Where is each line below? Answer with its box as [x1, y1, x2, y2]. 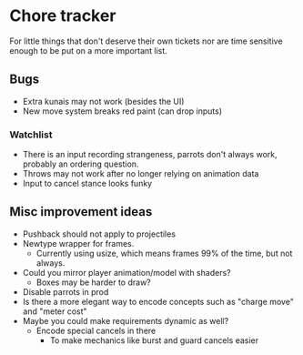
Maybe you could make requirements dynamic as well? [22, 315, 229, 326]
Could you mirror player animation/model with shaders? [22, 267, 231, 278]
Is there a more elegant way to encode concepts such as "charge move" [22, 296, 294, 307]
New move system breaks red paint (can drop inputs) [22, 106, 223, 117]
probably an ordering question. [22, 158, 139, 169]
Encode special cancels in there [35, 325, 157, 336]
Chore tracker [9, 5, 116, 26]
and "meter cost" [22, 306, 88, 317]
